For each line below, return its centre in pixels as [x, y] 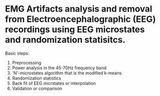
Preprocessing [27, 63]
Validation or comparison [37, 88]
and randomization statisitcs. [65, 40]
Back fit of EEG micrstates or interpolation [54, 83]
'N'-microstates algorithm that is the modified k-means [67, 73]
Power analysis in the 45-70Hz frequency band [59, 68]
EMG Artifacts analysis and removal [79, 9]
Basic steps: [17, 53]
